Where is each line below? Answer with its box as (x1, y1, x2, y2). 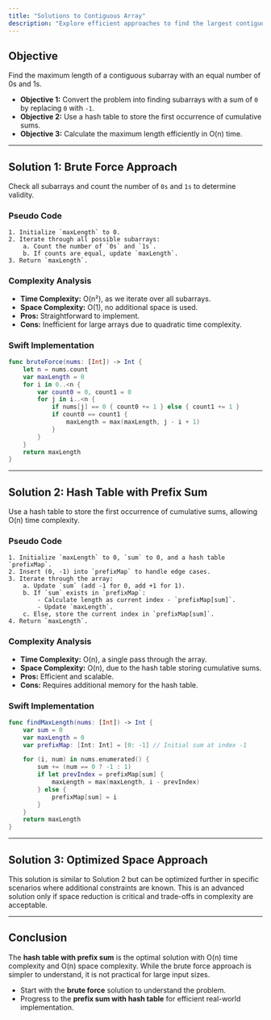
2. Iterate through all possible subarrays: (8, 236, 161, 244)
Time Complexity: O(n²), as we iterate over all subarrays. (19, 294, 211, 303)
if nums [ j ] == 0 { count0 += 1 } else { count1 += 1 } (51, 403, 240, 412)
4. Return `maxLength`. (8, 617, 89, 625)
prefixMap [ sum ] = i (51, 792, 117, 801)
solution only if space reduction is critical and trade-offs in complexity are (8, 892, 254, 901)
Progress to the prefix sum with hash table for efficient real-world (19, 993, 241, 1003)
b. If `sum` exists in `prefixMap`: (23, 589, 147, 597)
